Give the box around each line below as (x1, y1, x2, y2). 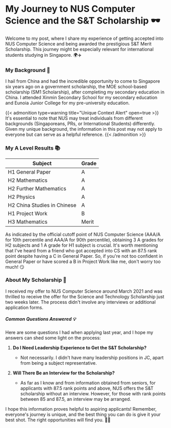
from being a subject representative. (20, 360, 97, 366)
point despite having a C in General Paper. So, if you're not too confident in (5, 253, 163, 259)
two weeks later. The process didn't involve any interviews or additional (5, 299, 156, 305)
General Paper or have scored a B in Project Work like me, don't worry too (5, 258, 161, 265)
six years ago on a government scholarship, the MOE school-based (5, 84, 147, 90)
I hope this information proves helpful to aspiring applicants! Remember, (5, 406, 157, 412)
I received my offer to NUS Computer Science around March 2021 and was (5, 288, 162, 294)
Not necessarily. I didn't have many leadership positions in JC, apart (20, 354, 164, 361)
